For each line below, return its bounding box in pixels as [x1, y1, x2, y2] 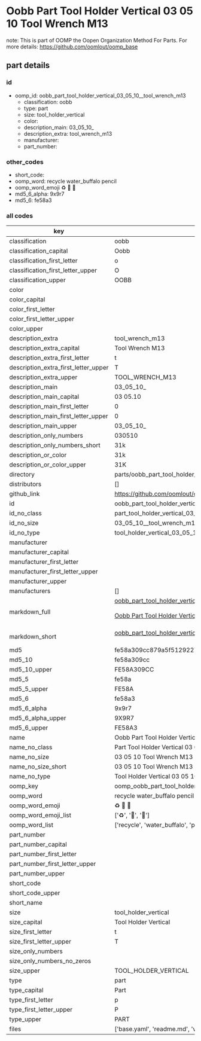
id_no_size [9, 519, 39, 527]
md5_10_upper [9, 665, 52, 674]
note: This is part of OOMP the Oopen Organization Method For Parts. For [6, 36, 187, 44]
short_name [9, 899, 43, 907]
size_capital [9, 918, 42, 926]
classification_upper [9, 276, 66, 285]
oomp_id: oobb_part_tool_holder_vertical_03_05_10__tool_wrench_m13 [14, 91, 187, 99]
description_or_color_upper [9, 460, 86, 469]
